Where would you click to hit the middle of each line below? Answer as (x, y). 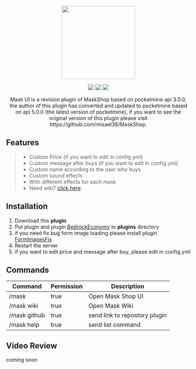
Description (128, 286)
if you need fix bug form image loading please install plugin (86, 233)
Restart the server (36, 245)
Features (23, 143)
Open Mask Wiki (111, 306)
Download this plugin (40, 220)
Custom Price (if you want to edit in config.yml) (86, 157)
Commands (28, 270)
